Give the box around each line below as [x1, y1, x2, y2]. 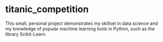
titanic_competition [5, 4, 89, 15]
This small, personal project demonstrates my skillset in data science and [5, 20, 158, 26]
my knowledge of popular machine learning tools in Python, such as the [5, 25, 155, 31]
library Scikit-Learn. [5, 31, 47, 37]
